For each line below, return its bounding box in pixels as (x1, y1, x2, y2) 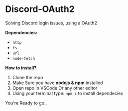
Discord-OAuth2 (5, 3, 75, 15)
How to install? (5, 65, 37, 71)
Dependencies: (5, 29, 38, 35)
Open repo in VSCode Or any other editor (12, 85, 98, 91)
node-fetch (12, 56, 35, 61)
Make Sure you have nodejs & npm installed (12, 80, 103, 86)
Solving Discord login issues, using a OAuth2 (5, 20, 97, 26)
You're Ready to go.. (5, 100, 47, 106)
